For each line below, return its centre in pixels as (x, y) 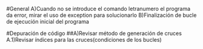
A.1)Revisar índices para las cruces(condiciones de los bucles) (84, 40)
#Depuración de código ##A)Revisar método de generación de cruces (94, 33)
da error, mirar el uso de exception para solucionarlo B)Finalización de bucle (101, 15)
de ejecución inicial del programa (48, 21)
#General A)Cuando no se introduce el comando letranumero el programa (98, 9)
